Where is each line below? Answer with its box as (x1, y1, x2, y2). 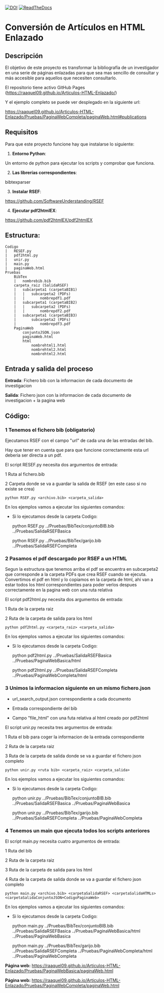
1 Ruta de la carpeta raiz (5, 606, 54, 612)
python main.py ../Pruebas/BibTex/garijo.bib (12, 943, 101, 949)
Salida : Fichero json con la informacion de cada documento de (5, 392, 132, 398)
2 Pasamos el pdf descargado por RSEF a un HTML (5, 555, 127, 562)
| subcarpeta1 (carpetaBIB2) (14, 300, 78, 305)
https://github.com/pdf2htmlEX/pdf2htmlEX (5, 217, 93, 223)
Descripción (5, 51, 43, 60)
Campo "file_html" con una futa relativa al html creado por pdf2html (12, 715, 149, 721)
